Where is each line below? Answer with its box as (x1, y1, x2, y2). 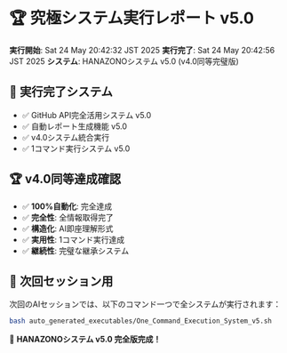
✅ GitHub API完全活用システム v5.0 (21, 109, 152, 120)
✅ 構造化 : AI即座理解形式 (21, 223, 114, 234)
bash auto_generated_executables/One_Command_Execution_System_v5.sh (9, 317, 273, 325)
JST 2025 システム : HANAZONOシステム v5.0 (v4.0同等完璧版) (9, 55, 240, 67)
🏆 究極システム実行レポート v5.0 (9, 8, 255, 28)
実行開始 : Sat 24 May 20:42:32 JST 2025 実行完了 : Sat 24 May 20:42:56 (9, 44, 275, 55)
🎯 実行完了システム (9, 84, 114, 100)
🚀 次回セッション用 (9, 273, 114, 289)
